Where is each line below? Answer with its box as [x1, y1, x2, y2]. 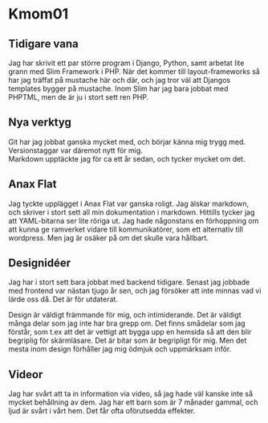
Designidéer [8, 257, 71, 270]
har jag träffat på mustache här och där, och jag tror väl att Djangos [8, 76, 231, 84]
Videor [8, 368, 43, 381]
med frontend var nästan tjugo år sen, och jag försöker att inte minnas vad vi [8, 286, 262, 296]
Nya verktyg [8, 116, 72, 129]
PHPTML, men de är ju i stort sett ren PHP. [8, 92, 149, 101]
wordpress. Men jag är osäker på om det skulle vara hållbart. [8, 232, 209, 242]
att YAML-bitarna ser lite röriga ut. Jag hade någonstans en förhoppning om [8, 216, 259, 225]
